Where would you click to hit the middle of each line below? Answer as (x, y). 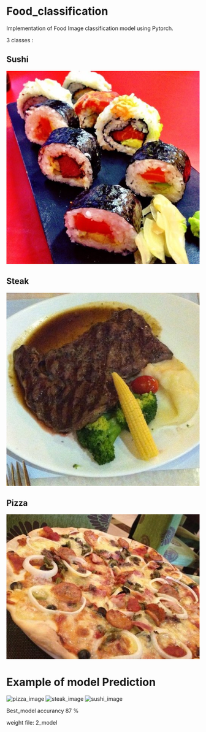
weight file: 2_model (32, 723)
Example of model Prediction (81, 682)
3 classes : (20, 40)
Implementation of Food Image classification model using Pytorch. (90, 28)
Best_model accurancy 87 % (43, 711)
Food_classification (57, 11)
